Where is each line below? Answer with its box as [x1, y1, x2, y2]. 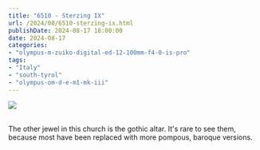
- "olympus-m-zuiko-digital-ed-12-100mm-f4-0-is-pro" [8, 49, 191, 57]
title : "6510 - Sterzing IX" [8, 11, 105, 20]
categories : [8, 41, 48, 49]
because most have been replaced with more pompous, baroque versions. [8, 132, 253, 142]
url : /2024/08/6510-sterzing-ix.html [8, 19, 134, 27]
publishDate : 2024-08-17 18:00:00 [8, 26, 124, 34]
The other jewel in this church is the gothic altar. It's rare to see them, [8, 124, 237, 133]
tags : [8, 57, 26, 65]
